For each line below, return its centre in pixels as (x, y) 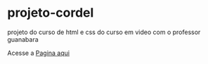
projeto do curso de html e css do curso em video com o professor (104, 32)
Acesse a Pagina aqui (39, 53)
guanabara (23, 39)
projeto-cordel (51, 13)
